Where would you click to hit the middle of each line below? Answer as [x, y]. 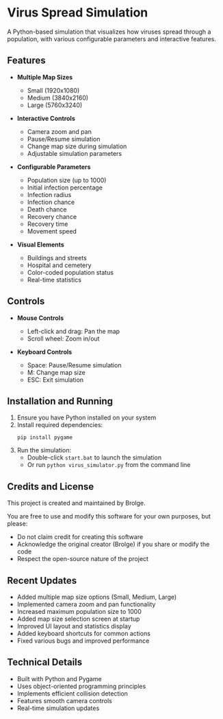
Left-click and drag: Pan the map [74, 331]
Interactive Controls [46, 118]
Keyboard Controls [44, 352]
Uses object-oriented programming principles [81, 686]
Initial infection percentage [65, 187]
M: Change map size [56, 372]
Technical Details [45, 662]
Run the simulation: [44, 450]
